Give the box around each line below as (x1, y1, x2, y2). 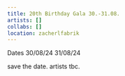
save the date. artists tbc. (7, 62, 80, 70)
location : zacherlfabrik (7, 29, 80, 37)
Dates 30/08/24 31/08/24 (7, 49, 81, 57)
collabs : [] (7, 23, 42, 30)
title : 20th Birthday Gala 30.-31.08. (7, 10, 120, 17)
